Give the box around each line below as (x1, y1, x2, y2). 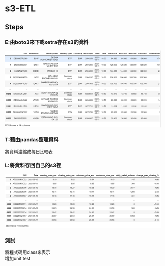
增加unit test (5, 256, 31, 261)
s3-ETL (5, 3, 36, 14)
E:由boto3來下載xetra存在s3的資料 (5, 38, 89, 45)
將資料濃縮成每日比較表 (5, 148, 53, 154)
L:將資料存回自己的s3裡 (5, 162, 62, 169)
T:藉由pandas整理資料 (5, 136, 59, 143)
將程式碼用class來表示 (5, 249, 51, 255)
